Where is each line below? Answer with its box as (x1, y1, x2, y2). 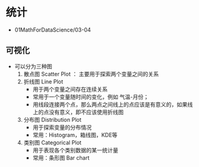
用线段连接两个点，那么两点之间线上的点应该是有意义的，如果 (32, 101, 188, 108)
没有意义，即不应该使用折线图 (49, 108, 124, 116)
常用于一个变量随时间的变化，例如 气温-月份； (32, 93, 149, 101)
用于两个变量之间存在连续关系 (32, 85, 108, 93)
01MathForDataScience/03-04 (14, 26, 91, 34)
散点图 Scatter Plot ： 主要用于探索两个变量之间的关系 (23, 70, 159, 77)
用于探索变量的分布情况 (32, 123, 92, 131)
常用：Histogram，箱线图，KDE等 (32, 131, 118, 138)
